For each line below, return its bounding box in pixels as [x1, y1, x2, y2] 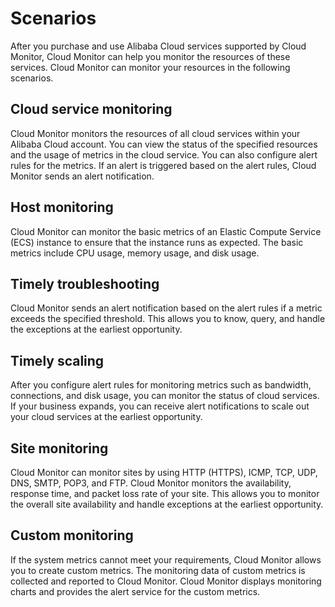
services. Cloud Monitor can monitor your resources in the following [10, 61, 291, 73]
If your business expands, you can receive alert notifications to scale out [10, 400, 310, 412]
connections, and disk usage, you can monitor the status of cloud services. [10, 390, 320, 402]
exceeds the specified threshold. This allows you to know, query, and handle [10, 313, 326, 325]
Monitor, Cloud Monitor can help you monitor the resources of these [10, 50, 291, 62]
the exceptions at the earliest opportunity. [10, 323, 183, 336]
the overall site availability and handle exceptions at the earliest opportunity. [10, 498, 324, 510]
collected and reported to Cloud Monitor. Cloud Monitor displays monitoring [10, 575, 322, 587]
